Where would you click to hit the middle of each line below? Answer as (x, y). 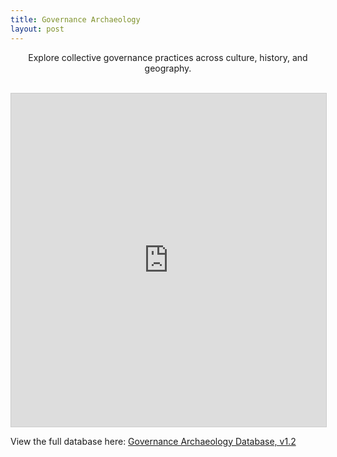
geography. (168, 68)
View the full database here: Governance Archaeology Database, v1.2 (153, 441)
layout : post (37, 29)
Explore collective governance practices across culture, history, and (168, 57)
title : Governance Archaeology (75, 19)
